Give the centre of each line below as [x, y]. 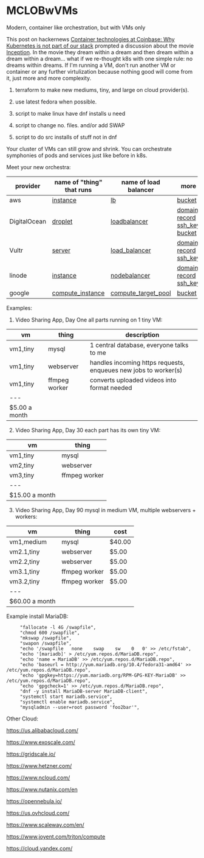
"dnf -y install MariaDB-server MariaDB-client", [84, 691]
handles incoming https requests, [138, 362]
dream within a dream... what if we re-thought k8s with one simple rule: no [100, 58]
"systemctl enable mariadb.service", [67, 702]
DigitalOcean [28, 221]
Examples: [19, 308]
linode [18, 275]
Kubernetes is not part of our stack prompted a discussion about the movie [100, 46]
